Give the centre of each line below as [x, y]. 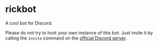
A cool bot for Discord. [29, 23]
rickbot [21, 9]
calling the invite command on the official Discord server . [66, 38]
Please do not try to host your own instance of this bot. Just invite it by [79, 32]
